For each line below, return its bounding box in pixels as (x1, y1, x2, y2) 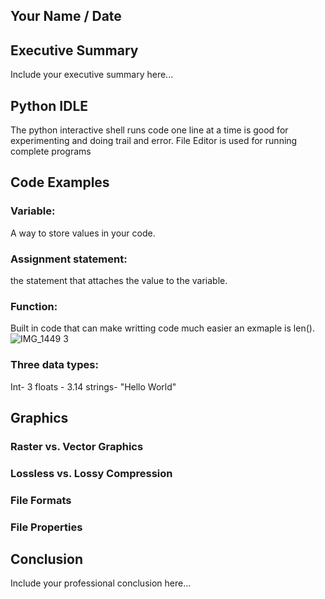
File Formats (10, 493, 72, 507)
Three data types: (10, 358, 99, 372)
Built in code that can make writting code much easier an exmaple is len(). (10, 322, 315, 334)
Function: (10, 299, 58, 313)
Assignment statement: (10, 252, 128, 266)
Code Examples (10, 174, 110, 191)
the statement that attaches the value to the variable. (10, 275, 228, 286)
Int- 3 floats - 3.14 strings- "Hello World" (10, 380, 177, 393)
